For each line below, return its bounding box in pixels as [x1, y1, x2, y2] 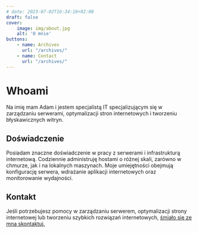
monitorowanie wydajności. [6, 175, 73, 182]
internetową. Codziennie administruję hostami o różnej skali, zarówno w [6, 156, 182, 163]
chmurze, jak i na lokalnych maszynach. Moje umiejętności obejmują [6, 162, 174, 169]
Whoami [6, 84, 49, 97]
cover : [6, 20, 23, 26]
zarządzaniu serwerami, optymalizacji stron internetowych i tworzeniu [6, 110, 177, 117]
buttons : [6, 36, 28, 42]
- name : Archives [17, 42, 60, 48]
